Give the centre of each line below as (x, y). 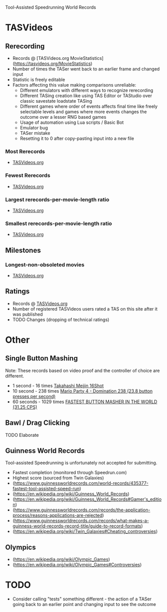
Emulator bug (34, 128)
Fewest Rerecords (28, 176)
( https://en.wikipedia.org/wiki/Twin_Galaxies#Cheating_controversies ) (85, 531)
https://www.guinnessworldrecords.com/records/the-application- (82, 510)
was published (28, 314)
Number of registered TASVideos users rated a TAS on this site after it (85, 309)
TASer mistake (35, 133)
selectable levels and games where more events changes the (83, 112)
